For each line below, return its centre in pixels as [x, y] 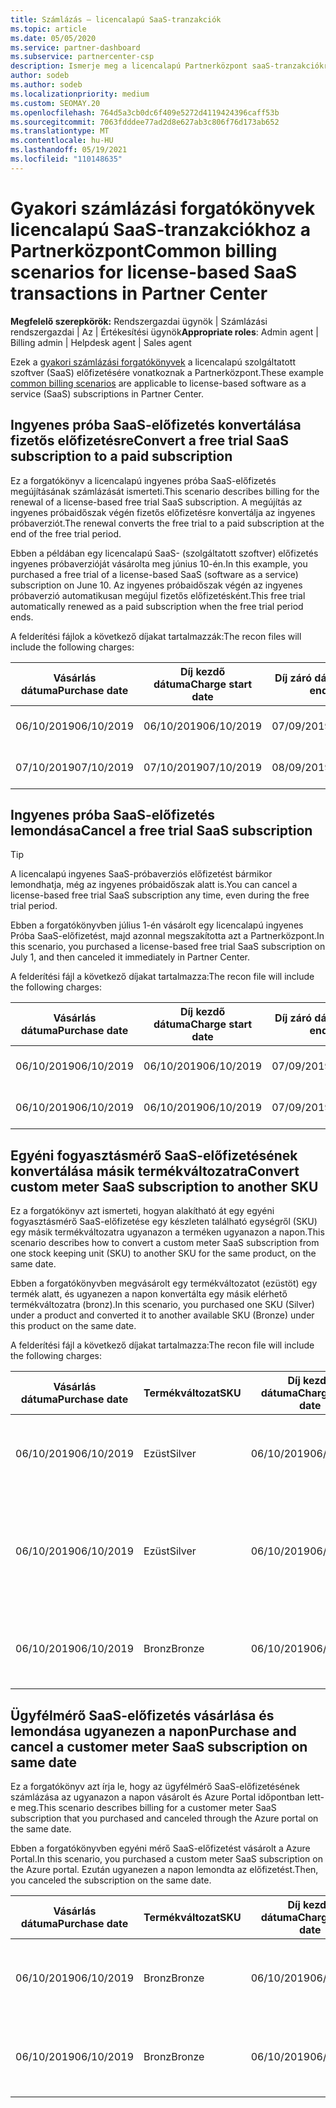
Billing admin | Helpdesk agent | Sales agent [101, 342]
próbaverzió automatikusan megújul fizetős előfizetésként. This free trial [158, 595]
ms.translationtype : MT [60, 131]
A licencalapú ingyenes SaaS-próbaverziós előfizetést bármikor [141, 874]
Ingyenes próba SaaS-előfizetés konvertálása [156, 425]
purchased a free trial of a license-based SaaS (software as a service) [154, 574]
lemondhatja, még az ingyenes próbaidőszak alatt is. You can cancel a [154, 885]
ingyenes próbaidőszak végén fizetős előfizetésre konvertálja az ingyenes [163, 512]
